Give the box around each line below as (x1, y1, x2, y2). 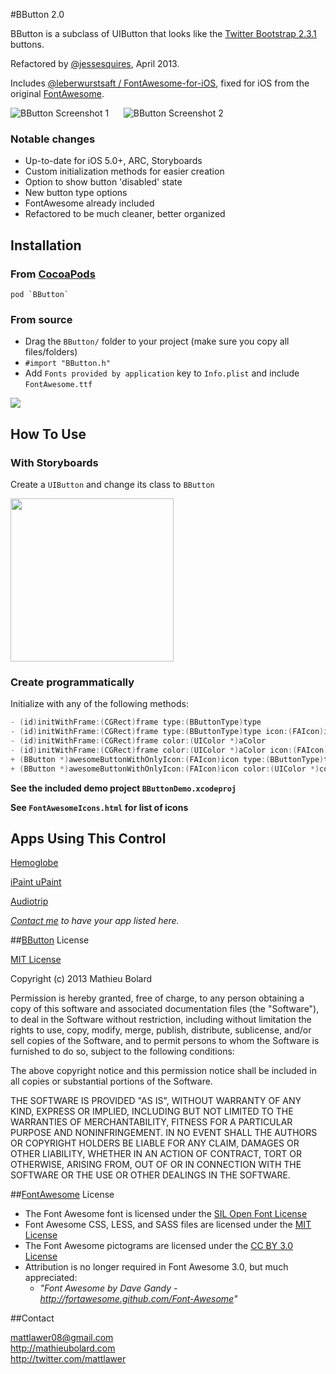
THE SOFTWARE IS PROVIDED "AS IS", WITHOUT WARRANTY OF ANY (10, 1095, 302, 1107)
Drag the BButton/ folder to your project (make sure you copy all (24, 335, 290, 348)
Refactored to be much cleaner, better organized (24, 208, 226, 220)
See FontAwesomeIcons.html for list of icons (10, 801, 189, 813)
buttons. (10, 39, 45, 50)
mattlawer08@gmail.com (10, 1332, 114, 1344)
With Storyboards (10, 455, 99, 469)
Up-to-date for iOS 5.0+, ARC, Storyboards (24, 155, 203, 167)
